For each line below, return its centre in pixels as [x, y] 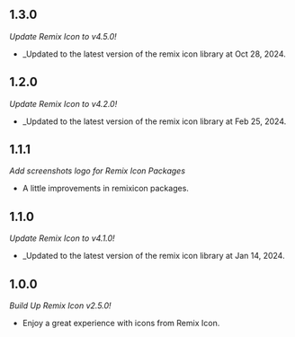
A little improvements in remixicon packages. [105, 189]
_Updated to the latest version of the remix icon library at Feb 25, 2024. [154, 121]
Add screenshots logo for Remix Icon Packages [98, 171]
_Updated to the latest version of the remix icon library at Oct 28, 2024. [154, 54]
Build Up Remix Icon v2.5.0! [60, 306]
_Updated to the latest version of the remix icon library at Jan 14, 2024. [153, 256]
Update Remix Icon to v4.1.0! [62, 238]
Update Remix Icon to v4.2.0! [63, 103]
